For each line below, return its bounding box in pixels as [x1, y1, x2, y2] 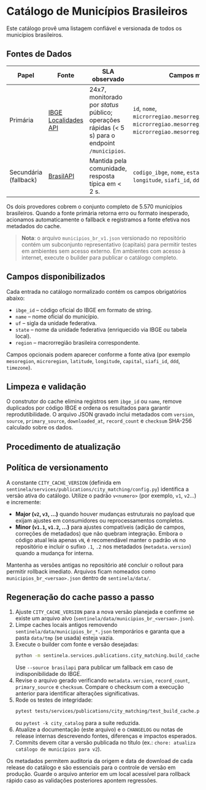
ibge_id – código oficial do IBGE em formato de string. [15, 306, 153, 313]
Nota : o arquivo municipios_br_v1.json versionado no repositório [21, 234, 186, 242]
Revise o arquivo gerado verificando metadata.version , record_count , [15, 677, 190, 685]
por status [89, 100, 119, 109]
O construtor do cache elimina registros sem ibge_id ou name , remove [6, 397, 182, 405]
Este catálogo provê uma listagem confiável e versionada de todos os [6, 25, 182, 32]
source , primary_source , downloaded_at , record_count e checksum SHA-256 [6, 417, 192, 424]
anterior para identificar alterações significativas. [15, 690, 140, 697]
